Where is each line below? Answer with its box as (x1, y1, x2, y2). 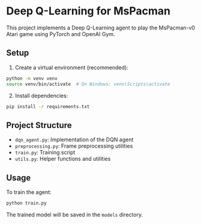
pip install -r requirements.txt (6, 103, 90, 109)
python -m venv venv (6, 75, 58, 82)
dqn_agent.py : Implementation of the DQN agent (14, 136, 134, 144)
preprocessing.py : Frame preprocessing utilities (14, 142, 133, 150)
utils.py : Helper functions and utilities (14, 155, 111, 163)
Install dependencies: (14, 92, 68, 99)
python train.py (6, 200, 47, 206)
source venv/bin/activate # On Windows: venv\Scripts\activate (6, 81, 170, 87)
